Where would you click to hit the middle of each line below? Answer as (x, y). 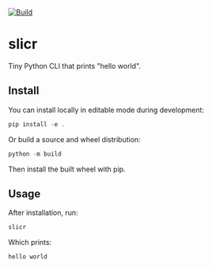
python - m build (35, 154)
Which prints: (30, 243)
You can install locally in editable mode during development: (106, 110)
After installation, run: (43, 212)
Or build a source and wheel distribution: (74, 139)
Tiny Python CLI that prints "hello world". (74, 66)
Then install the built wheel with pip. (67, 169)
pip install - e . (37, 124)
